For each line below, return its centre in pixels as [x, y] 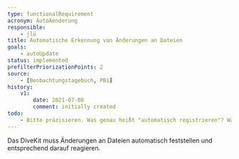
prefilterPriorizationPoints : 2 [55, 67]
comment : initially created [74, 107]
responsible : [27, 27]
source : [19, 73]
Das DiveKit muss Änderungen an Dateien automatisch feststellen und [110, 140]
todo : [15, 113]
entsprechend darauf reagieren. [54, 148]
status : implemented [38, 61]
